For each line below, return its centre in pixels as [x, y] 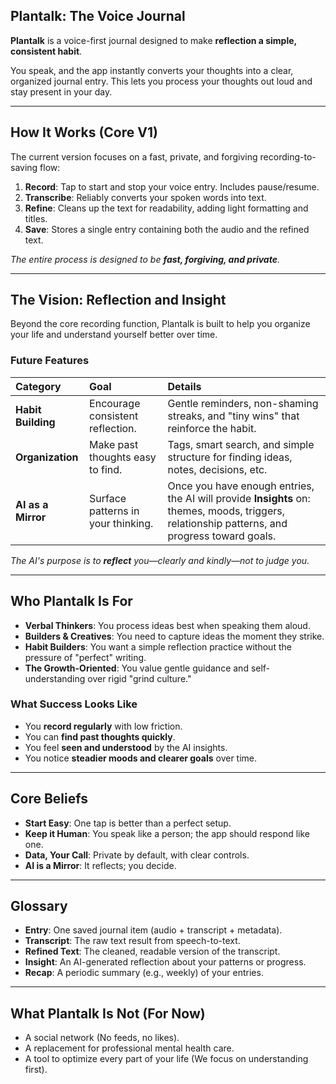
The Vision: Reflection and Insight [118, 300]
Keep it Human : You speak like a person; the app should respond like [167, 833]
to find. [106, 469]
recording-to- [288, 156]
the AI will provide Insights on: [239, 498]
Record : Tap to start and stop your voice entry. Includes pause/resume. [172, 186]
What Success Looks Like [74, 704]
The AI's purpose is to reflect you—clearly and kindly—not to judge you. [160, 560]
